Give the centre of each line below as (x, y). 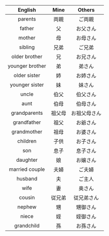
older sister (27, 75)
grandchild (27, 226)
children (27, 141)
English (27, 10)
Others (86, 10)
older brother (27, 56)
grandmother (27, 132)
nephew (27, 207)
